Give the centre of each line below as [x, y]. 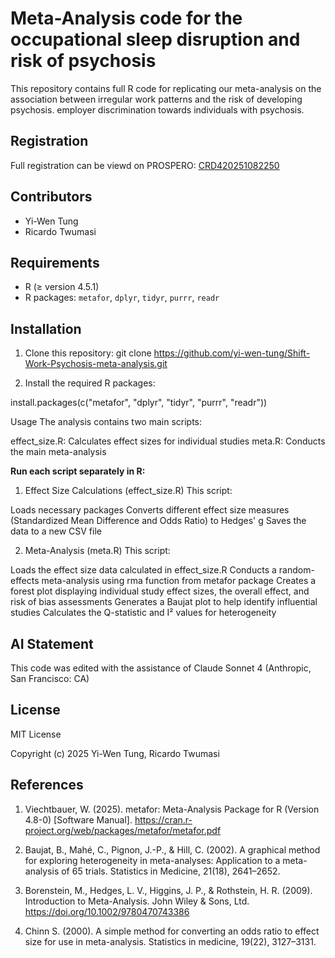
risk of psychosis [83, 61]
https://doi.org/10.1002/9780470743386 [107, 911]
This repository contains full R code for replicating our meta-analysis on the [166, 88]
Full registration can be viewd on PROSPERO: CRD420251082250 [145, 165]
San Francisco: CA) [50, 678]
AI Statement [52, 643]
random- [296, 570]
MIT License [36, 734]
